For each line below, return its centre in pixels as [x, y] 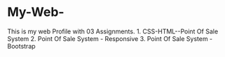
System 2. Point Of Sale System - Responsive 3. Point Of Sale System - [110, 38]
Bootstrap [22, 46]
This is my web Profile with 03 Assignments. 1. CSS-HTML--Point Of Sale [113, 31]
